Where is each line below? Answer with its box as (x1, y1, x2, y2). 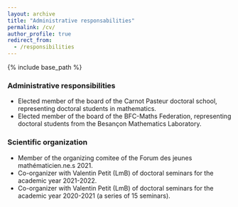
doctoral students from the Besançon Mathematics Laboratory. (17, 120, 202, 128)
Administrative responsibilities (7, 80, 116, 90)
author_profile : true (7, 30, 72, 38)
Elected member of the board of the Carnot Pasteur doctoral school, (17, 97, 218, 105)
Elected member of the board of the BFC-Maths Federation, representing (17, 112, 232, 121)
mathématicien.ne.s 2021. (17, 161, 94, 169)
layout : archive (7, 10, 55, 18)
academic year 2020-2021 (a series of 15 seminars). (17, 191, 171, 200)
